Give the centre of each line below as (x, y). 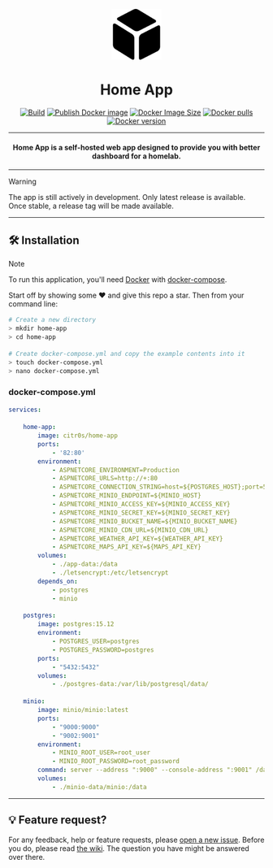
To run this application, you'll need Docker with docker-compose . (118, 279)
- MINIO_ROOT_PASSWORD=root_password (116, 762)
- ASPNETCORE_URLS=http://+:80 (105, 479)
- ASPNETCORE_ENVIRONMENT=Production (116, 470)
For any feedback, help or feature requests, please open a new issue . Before (136, 840)
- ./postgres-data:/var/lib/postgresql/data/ (130, 684)
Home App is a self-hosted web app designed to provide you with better (136, 147)
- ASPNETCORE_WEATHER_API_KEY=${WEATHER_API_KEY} (137, 538)
